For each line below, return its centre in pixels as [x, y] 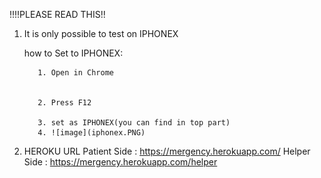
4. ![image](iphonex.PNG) [91, 133]
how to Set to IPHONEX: [73, 53]
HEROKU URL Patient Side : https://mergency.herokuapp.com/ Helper [167, 151]
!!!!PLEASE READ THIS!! [57, 14]
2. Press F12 [64, 103]
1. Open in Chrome [75, 73]
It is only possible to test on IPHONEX [101, 33]
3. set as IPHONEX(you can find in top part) [134, 123]
